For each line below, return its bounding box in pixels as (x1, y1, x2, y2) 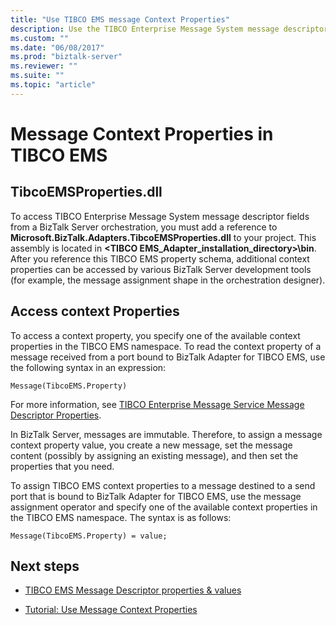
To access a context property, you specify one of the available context (10, 329, 301, 341)
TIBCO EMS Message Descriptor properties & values (24, 584, 242, 596)
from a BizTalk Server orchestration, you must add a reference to (10, 221, 278, 233)
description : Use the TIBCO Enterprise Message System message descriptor (10, 24, 329, 34)
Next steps (10, 557, 80, 575)
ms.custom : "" (10, 33, 70, 43)
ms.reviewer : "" (10, 61, 78, 71)
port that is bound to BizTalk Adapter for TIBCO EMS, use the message (10, 490, 302, 502)
